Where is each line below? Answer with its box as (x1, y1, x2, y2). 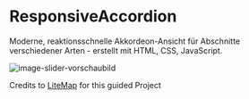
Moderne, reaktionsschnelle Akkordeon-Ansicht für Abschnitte (9, 36, 240, 46)
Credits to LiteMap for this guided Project (9, 79, 161, 90)
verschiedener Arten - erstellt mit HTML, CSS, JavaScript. (9, 45, 223, 55)
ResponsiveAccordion (9, 6, 177, 27)
